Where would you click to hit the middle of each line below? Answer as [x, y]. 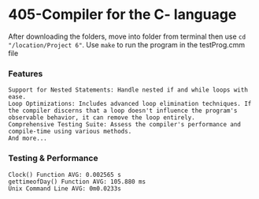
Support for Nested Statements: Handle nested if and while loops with [128, 90]
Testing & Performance [53, 158]
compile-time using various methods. [70, 132]
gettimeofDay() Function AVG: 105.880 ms [77, 182]
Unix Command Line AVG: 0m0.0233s [65, 188]
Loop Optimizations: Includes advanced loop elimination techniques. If [130, 104]
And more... [28, 139]
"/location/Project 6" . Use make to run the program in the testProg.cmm [127, 44]
